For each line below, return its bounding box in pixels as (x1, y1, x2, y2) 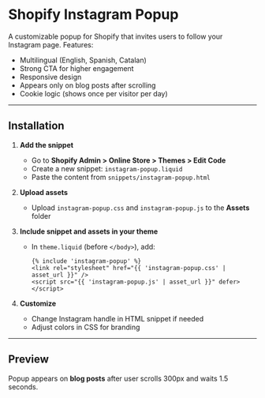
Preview (8, 353, 50, 366)
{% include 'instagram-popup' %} (31, 257, 142, 265)
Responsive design (19, 72, 82, 81)
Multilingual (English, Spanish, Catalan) (19, 55, 147, 65)
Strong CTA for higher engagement (19, 63, 134, 73)
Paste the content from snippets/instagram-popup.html (31, 172, 211, 182)
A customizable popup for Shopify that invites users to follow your (8, 32, 223, 41)
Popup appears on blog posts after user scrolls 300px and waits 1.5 (8, 374, 229, 383)
